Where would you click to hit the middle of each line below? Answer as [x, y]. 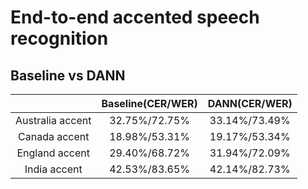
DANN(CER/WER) [250, 103]
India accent [53, 169]
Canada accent [54, 136]
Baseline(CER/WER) [149, 103]
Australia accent [53, 120]
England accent [53, 153]
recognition [59, 38]
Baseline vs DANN [68, 75]
